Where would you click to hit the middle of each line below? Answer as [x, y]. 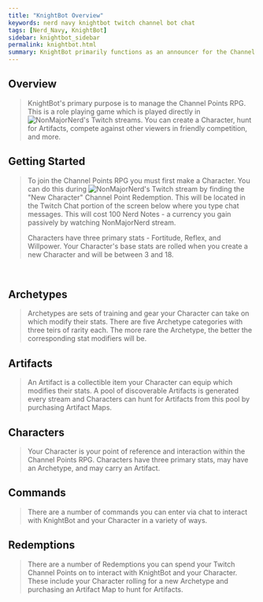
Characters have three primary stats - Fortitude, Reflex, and [124, 237]
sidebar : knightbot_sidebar [54, 37]
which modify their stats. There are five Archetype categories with [135, 322]
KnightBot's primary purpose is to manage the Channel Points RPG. [137, 103]
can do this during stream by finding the [136, 189]
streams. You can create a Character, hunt [183, 120]
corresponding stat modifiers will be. [87, 338]
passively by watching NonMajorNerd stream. [102, 222]
